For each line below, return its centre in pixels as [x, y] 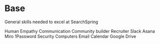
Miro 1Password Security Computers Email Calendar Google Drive [71, 36]
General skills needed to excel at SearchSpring [51, 22]
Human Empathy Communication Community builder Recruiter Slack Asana [80, 31]
